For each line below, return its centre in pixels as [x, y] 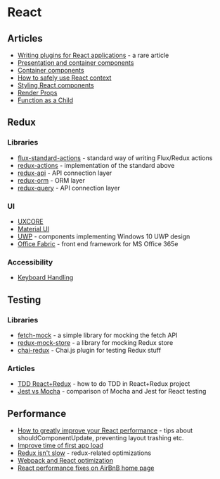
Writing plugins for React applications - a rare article [93, 55]
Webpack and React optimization [65, 461]
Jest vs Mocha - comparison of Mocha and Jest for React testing [112, 392]
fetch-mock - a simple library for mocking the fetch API [97, 335]
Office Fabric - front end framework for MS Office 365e [98, 243]
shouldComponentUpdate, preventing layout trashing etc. [101, 438]
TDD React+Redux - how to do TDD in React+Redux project [104, 384]
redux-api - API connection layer [65, 173]
